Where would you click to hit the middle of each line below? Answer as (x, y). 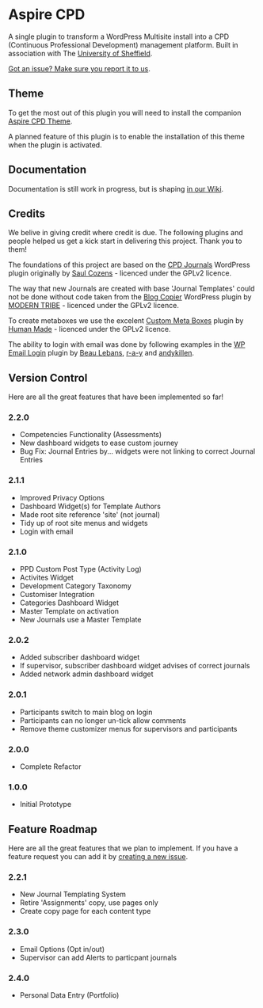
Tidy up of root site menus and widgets (84, 523)
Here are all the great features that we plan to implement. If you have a (123, 848)
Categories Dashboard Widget (69, 603)
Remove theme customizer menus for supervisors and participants (128, 728)
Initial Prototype (46, 804)
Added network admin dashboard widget (86, 674)
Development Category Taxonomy (76, 586)
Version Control (48, 378)
